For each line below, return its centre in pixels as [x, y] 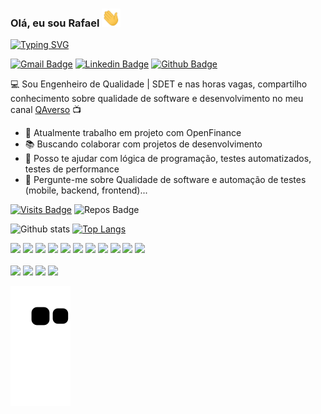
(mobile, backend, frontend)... [86, 190]
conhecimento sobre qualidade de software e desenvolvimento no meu [157, 99]
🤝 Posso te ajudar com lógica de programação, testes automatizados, [168, 159]
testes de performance [72, 169]
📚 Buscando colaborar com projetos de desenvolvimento [143, 144]
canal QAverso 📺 [46, 110]
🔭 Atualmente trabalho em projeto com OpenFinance [133, 133]
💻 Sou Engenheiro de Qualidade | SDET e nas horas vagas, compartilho [159, 84]
